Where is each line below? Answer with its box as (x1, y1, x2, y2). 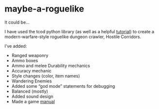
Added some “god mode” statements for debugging (11, 83, 115, 89)
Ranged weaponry (11, 52, 49, 58)
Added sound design (11, 93, 54, 99)
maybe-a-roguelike (4, 3, 84, 14)
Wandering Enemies (11, 78, 52, 84)
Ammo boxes (11, 57, 38, 63)
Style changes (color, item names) (11, 73, 80, 79)
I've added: (4, 43, 27, 49)
